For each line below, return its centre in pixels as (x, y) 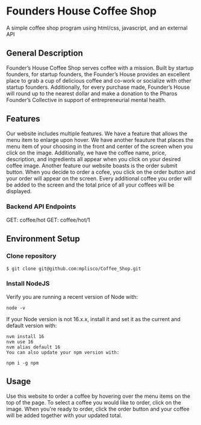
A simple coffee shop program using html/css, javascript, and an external (97, 28)
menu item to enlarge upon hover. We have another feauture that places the (100, 139)
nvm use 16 (20, 342)
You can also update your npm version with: (63, 352)
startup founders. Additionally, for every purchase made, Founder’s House (98, 87)
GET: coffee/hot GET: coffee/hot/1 (48, 220)
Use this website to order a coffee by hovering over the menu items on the (98, 396)
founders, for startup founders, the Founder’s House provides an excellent (98, 74)
